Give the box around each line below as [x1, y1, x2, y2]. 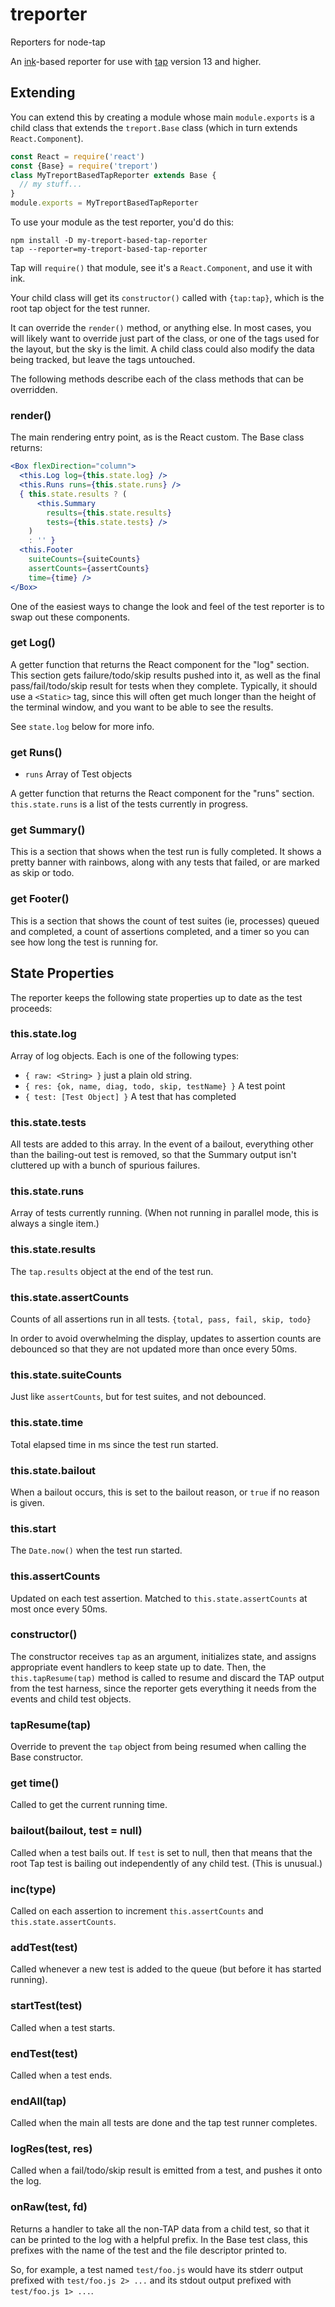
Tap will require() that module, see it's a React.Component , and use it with [10, 262, 313, 273]
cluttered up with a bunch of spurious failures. [10, 1159, 201, 1172]
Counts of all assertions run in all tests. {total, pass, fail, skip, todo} [10, 1313, 312, 1325]
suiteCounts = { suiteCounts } [28, 554, 141, 565]
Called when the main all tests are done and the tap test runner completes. [10, 2117, 318, 2129]
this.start [10, 1521, 57, 1535]
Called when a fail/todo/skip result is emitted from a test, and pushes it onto [10, 2164, 323, 2177]
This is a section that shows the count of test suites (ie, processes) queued [10, 914, 320, 927]
